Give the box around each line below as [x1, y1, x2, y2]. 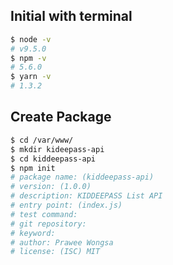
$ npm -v [10, 53, 47, 63]
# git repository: [10, 219, 87, 229]
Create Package [10, 109, 112, 126]
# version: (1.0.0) [10, 182, 92, 192]
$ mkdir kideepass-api [10, 144, 105, 154]
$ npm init [10, 163, 56, 173]
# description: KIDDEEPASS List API [10, 191, 163, 201]
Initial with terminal [10, 8, 133, 25]
